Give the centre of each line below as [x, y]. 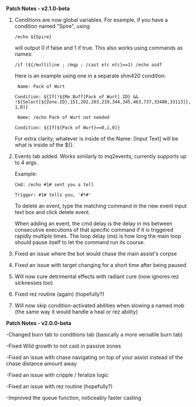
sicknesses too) [34, 283]
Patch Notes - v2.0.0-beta [39, 323]
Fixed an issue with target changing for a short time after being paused [100, 265]
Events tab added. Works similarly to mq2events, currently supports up [100, 156]
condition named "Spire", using [52, 26]
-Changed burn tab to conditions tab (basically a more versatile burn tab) [94, 334]
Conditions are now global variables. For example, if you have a [91, 20]
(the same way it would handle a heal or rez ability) [76, 312]
